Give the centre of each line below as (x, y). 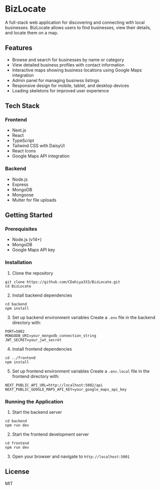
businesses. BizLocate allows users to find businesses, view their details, (78, 27)
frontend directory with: (36, 376)
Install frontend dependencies (42, 349)
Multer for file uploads (34, 200)
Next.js (19, 130)
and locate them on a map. (32, 33)
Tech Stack (22, 106)
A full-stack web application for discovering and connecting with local (75, 22)
